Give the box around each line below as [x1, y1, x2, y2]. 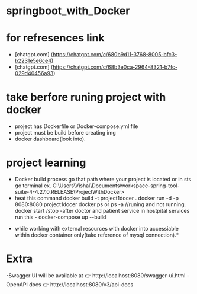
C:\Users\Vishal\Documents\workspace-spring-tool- [52, 182, 180, 189]
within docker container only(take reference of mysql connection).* [14, 231, 179, 238]
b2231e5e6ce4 [14, 57, 52, 65]
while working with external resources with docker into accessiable [14, 225, 179, 232]
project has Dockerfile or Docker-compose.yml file [14, 123, 138, 130]
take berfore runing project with [6, 91, 166, 104]
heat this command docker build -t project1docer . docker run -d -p [14, 194, 179, 202]
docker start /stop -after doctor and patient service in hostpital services [14, 207, 190, 214]
